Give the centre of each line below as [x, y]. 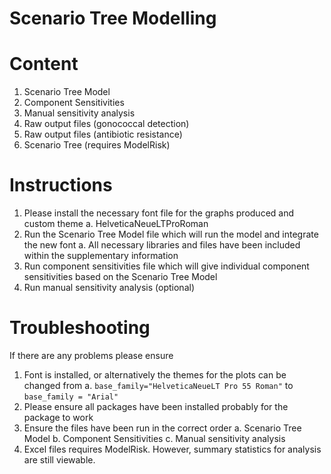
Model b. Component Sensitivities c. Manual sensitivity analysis [154, 438]
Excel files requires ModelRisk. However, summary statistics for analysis [172, 449]
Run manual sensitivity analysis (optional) [109, 288]
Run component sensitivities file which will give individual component [166, 266]
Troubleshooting [80, 328]
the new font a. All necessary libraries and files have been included [162, 245]
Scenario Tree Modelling [113, 18]
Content [44, 64]
